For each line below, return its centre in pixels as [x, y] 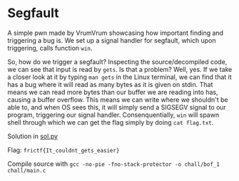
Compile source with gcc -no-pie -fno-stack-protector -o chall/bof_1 [113, 164]
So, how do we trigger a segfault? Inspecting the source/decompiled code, [117, 61]
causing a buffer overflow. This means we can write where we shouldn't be [118, 99]
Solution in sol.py [33, 136]
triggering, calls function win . [50, 48]
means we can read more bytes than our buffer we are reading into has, [113, 92]
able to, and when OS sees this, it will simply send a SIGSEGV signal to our [117, 107]
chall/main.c [27, 170]
